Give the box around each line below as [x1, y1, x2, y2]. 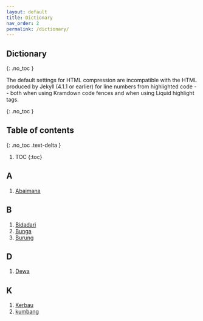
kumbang [15, 308, 40, 316]
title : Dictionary [6, 15, 53, 21]
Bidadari [15, 220, 36, 228]
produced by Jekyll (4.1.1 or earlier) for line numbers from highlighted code [6, 83, 193, 90]
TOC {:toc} [15, 153, 43, 160]
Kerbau [15, 302, 34, 309]
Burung [15, 234, 34, 241]
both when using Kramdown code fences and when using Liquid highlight [10, 90, 194, 97]
